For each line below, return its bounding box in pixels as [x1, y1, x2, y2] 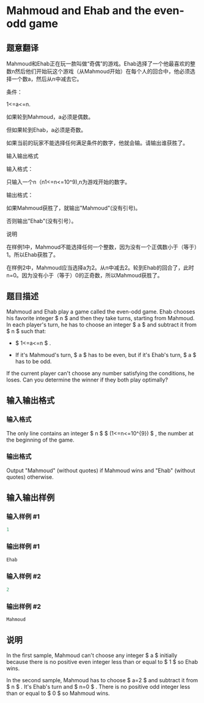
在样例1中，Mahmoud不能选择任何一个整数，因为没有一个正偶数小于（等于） [6, 243, 197, 250]
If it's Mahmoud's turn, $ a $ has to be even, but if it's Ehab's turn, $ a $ [15, 351, 197, 358]
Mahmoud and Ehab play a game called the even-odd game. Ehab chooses [6, 307, 195, 315]
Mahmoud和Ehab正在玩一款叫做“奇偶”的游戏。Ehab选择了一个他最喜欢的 [6, 60, 191, 67]
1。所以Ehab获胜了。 [6, 251, 59, 258]
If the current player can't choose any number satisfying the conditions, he [6, 369, 195, 377]
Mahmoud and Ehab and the [6, 4, 151, 18]
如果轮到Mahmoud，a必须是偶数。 [6, 113, 94, 120]
